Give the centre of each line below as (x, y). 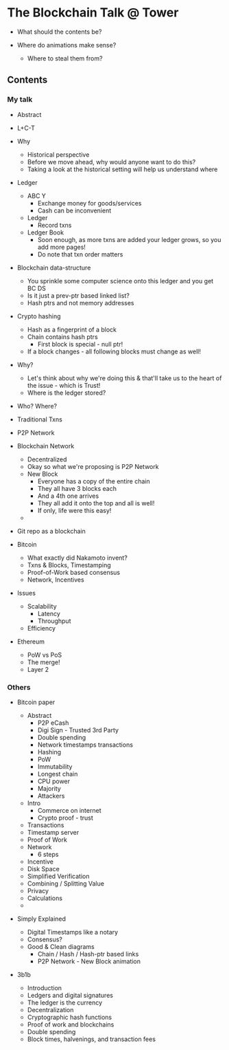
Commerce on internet (69, 810)
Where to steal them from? (65, 58)
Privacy (38, 890)
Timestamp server (53, 832)
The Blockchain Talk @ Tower (93, 13)
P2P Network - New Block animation (89, 961)
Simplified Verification (58, 876)
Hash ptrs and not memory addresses (81, 303)
